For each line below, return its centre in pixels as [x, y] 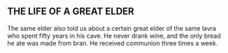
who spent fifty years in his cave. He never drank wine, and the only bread [114, 36]
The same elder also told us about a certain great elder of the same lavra [112, 28]
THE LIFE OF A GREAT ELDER [71, 12]
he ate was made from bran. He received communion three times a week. [113, 43]
